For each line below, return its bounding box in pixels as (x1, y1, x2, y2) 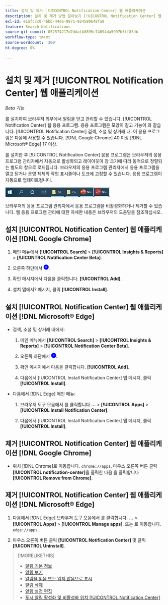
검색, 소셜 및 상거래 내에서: (12, 326, 65, 333)
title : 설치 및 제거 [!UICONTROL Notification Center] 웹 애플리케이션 (5, 8, 146, 13)
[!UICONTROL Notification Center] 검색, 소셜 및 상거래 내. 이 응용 (16, 128, 147, 134)
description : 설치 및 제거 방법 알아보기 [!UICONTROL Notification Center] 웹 (5, 13, 162, 19)
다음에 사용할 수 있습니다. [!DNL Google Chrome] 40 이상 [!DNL (14, 134, 142, 141)
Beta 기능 (5, 105, 24, 111)
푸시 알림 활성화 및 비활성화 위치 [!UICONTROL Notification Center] (25, 594, 160, 600)
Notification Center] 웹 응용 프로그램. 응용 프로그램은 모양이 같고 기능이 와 (5, 122, 152, 128)
